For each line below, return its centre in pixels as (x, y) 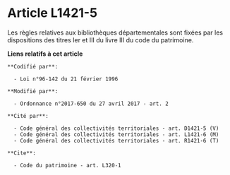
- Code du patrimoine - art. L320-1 (67, 165)
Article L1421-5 (52, 13)
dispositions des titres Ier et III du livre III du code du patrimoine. (101, 40)
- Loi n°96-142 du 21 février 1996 (66, 79)
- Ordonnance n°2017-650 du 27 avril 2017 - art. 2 (91, 104)
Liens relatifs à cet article (45, 54)
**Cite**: (22, 153)
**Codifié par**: (33, 66)
